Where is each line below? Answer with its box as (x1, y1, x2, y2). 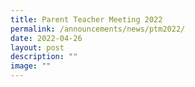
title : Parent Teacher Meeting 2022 (10, 14, 163, 25)
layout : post (10, 42, 65, 53)
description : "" (10, 52, 78, 62)
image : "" (10, 61, 52, 71)
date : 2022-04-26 (10, 33, 83, 43)
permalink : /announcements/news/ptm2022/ (10, 24, 186, 34)
